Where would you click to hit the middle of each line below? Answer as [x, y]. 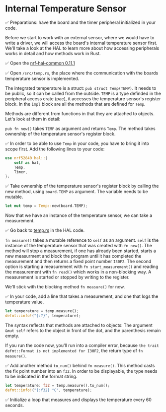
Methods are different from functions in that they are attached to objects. [80, 113]
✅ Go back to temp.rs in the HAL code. [45, 230]
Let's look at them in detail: [33, 119]
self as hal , [28, 163]
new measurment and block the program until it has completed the [73, 256]
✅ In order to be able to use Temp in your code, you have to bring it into [77, 143]
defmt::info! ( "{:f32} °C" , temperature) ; [49, 390]
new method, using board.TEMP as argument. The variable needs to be [77, 192]
